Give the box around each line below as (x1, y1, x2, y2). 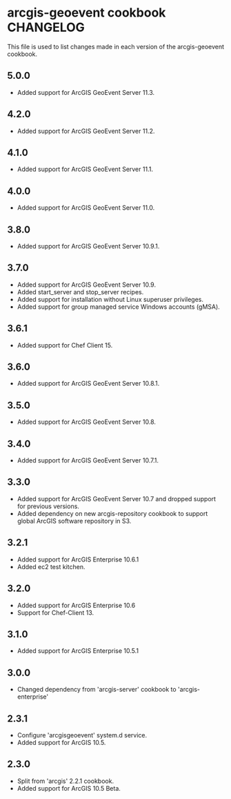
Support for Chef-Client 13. (17, 608, 94, 617)
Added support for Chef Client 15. (17, 341, 113, 349)
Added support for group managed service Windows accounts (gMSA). (17, 303, 221, 311)
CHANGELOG (7, 19, 85, 35)
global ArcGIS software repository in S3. (17, 517, 132, 525)
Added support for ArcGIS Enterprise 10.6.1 (17, 555, 139, 564)
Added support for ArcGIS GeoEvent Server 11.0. (17, 204, 155, 212)
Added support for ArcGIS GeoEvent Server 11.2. (17, 127, 155, 135)
